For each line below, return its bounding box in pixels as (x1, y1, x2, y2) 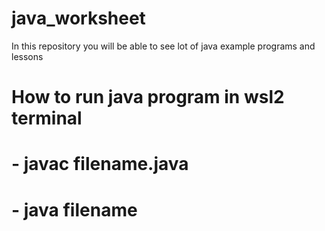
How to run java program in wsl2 (11, 86, 285, 109)
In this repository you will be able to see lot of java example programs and (11, 40, 316, 52)
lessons (11, 50, 44, 62)
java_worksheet (11, 7, 146, 30)
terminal (11, 107, 83, 130)
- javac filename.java (11, 153, 189, 176)
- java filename (11, 198, 138, 221)
